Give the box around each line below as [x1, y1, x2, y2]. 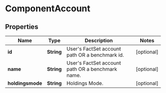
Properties [5, 23, 39, 31]
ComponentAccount [5, 3, 90, 14]
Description [84, 37, 113, 44]
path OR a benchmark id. [66, 52, 124, 58]
